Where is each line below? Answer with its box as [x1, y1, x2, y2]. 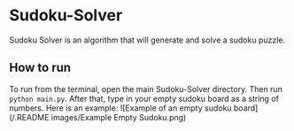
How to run [9, 60, 72, 75]
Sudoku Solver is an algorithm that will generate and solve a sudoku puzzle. [9, 35, 286, 45]
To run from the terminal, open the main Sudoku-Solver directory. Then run [9, 83, 283, 94]
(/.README [9, 112, 50, 122]
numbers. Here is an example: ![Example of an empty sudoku [9, 103, 232, 113]
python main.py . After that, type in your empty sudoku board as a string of [9, 93, 279, 104]
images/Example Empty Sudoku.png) [50, 112, 187, 122]
